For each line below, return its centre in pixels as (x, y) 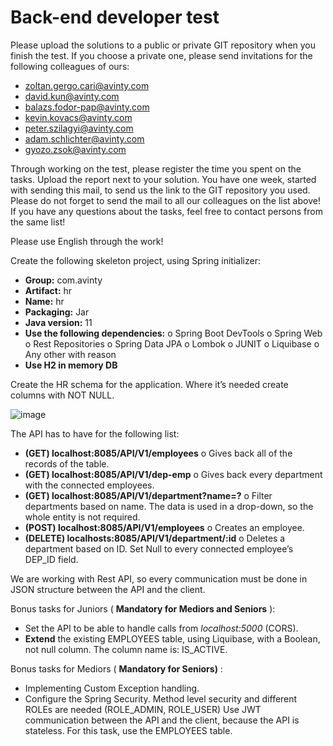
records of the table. (67, 463)
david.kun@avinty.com (72, 96)
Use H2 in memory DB (71, 365)
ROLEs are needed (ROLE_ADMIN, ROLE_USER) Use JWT (143, 709)
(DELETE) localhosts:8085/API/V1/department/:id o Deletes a (155, 538)
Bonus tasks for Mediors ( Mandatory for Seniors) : (116, 668)
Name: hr (44, 301)
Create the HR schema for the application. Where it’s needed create (149, 384)
